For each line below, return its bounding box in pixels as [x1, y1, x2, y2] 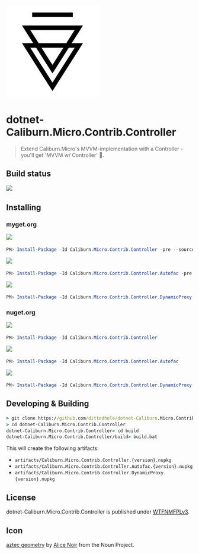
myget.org [6, 221, 37, 229]
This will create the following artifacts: [6, 445, 99, 452]
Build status [6, 169, 52, 179]
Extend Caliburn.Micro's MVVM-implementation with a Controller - [20, 145, 184, 152]
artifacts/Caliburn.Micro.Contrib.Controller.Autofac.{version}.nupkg [14, 464, 193, 470]
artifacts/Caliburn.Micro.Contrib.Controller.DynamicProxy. [14, 470, 166, 476]
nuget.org [6, 308, 36, 316]
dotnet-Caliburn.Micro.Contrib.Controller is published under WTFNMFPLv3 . [6, 508, 190, 515]
